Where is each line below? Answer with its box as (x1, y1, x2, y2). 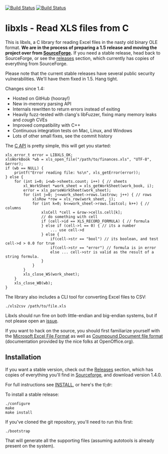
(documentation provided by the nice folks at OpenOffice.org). (5, 338, 134, 344)
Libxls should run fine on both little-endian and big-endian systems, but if (5, 312, 157, 318)
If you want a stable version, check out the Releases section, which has (5, 366, 153, 372)
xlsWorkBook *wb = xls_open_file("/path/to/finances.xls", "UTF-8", (5, 157, 152, 162)
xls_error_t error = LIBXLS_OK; (5, 152, 73, 158)
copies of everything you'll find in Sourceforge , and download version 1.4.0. (5, 372, 162, 378)
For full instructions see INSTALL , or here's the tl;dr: (5, 381, 113, 387)
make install (5, 410, 33, 415)
